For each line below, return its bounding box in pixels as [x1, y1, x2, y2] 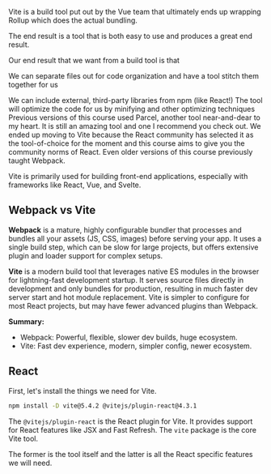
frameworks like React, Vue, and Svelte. [8, 180, 142, 190]
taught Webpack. [8, 156, 66, 165]
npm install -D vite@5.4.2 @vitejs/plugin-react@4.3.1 [8, 401, 197, 410]
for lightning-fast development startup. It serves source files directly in [8, 275, 244, 284]
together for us [8, 80, 58, 89]
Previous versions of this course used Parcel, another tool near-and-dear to [8, 113, 260, 122]
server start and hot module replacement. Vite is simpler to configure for [8, 292, 250, 302]
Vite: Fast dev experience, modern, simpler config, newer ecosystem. [19, 340, 252, 351]
